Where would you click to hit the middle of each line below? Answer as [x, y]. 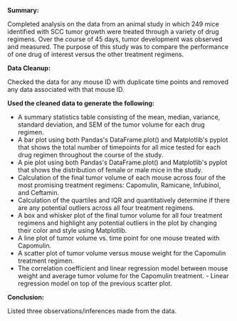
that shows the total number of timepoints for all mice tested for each [119, 147]
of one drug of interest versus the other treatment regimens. [96, 54]
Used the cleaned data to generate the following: [81, 103]
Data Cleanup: [29, 68]
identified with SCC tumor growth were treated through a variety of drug [113, 32]
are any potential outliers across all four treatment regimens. [106, 208]
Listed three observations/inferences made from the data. [92, 311]
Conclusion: [26, 297]
